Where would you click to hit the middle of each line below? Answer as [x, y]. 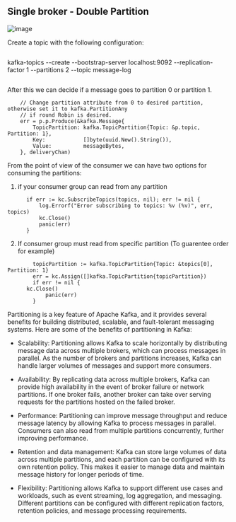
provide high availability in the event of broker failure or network [111, 387]
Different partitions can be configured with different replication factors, [121, 503]
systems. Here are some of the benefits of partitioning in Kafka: [100, 329]
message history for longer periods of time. [81, 474]
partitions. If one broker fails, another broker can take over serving [114, 394]
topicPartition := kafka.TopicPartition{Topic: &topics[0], [123, 264]
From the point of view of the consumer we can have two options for [107, 165]
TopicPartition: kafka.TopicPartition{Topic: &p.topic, [117, 127]
